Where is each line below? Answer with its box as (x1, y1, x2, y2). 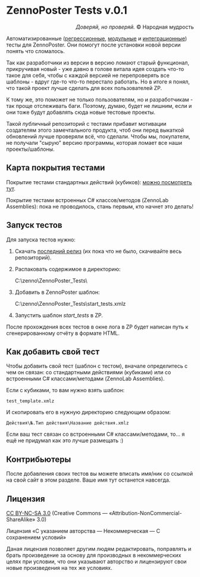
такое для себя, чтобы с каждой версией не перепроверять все (6, 72, 170, 79)
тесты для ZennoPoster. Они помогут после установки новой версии (6, 41, 181, 48)
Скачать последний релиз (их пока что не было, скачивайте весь (14, 247, 182, 255)
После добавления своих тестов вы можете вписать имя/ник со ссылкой (6, 470, 193, 477)
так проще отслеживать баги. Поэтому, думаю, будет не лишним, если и (6, 102, 192, 109)
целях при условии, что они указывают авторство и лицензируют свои (6, 558, 187, 565)
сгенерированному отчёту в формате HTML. (6, 329, 120, 337)
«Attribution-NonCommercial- (109, 510, 182, 516)
